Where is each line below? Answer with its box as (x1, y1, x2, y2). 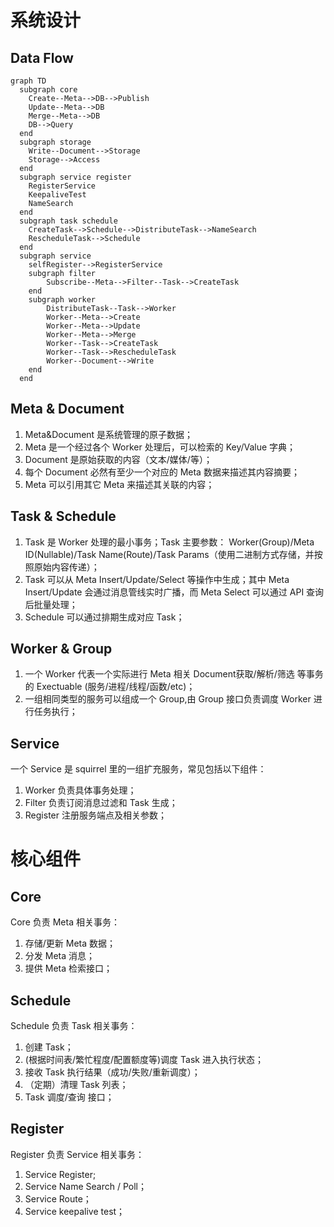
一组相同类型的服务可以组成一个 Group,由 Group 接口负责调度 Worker (24, 693, 312, 705)
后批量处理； (24, 598, 78, 610)
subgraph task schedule (19, 216, 118, 226)
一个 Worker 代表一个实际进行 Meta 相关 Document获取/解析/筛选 (24, 668, 295, 680)
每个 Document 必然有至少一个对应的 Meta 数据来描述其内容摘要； (24, 466, 300, 478)
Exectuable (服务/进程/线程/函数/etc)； (36, 681, 196, 693)
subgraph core (19, 85, 78, 95)
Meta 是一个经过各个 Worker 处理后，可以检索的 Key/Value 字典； (24, 441, 297, 453)
